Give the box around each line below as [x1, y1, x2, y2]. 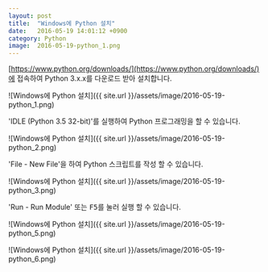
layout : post [8, 11, 52, 20]
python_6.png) [8, 254, 56, 264]
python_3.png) [8, 186, 56, 195]
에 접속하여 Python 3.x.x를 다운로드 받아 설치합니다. [8, 73, 172, 83]
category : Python [8, 34, 67, 43]
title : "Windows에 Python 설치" [8, 19, 115, 27]
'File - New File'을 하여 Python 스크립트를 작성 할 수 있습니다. [8, 159, 204, 169]
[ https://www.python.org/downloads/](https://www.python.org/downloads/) [8, 64, 260, 73]
